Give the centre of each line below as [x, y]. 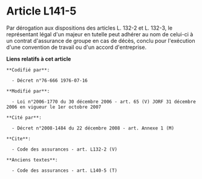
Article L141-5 [41, 11]
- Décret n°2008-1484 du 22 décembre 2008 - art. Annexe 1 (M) [93, 128]
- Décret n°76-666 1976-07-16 [50, 80]
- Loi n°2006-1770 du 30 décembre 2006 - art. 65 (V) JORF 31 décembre [104, 102]
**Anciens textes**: [32, 160]
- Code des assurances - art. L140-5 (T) [65, 171]
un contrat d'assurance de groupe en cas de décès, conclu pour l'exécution [101, 41]
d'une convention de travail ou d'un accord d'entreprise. [77, 47]
